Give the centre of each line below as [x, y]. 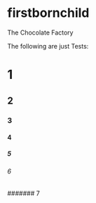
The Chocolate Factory [40, 32]
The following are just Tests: [48, 46]
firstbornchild [48, 13]
